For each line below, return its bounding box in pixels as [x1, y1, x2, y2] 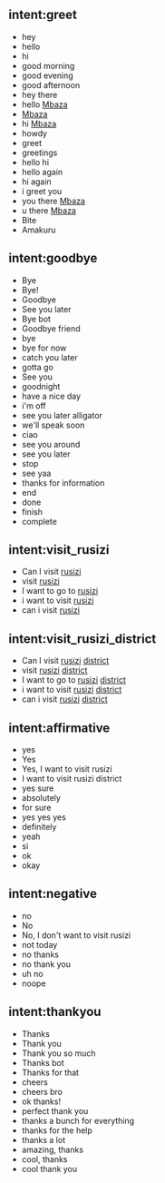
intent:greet [8, 7, 78, 23]
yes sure [21, 783, 54, 794]
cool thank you [21, 1163, 78, 1174]
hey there [21, 89, 58, 100]
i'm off [21, 399, 46, 411]
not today [21, 939, 58, 950]
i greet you [21, 185, 63, 196]
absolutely [21, 793, 61, 803]
